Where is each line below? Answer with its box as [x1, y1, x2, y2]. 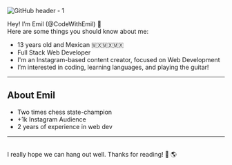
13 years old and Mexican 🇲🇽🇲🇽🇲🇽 [17, 41, 124, 48]
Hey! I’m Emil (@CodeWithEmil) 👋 [7, 20, 101, 28]
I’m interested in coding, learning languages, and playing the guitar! [17, 63, 209, 71]
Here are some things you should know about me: [7, 28, 149, 35]
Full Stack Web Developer [17, 48, 91, 57]
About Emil [7, 90, 55, 101]
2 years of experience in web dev [17, 122, 113, 130]
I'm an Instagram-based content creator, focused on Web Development [17, 56, 220, 64]
